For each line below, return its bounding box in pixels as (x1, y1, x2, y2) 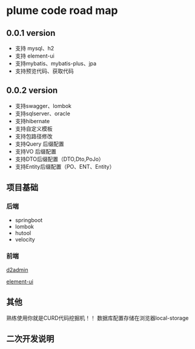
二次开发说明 (6, 334, 55, 344)
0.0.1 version (6, 28, 56, 38)
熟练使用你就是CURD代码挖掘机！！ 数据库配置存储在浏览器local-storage (6, 314, 189, 322)
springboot (15, 216, 43, 223)
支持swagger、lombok (15, 102, 71, 109)
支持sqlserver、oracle (15, 110, 71, 117)
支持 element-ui (15, 52, 55, 59)
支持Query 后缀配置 (15, 140, 65, 147)
